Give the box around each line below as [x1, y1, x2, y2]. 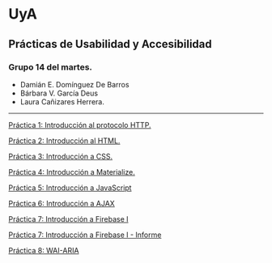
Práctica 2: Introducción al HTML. [8, 135, 121, 146]
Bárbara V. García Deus [19, 88, 99, 98]
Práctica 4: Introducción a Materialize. [8, 167, 135, 176]
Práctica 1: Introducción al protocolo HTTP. [8, 120, 151, 129]
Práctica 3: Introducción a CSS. [8, 151, 113, 161]
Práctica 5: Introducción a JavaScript [8, 183, 132, 193]
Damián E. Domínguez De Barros [19, 79, 130, 89]
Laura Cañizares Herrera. [19, 96, 105, 106]
